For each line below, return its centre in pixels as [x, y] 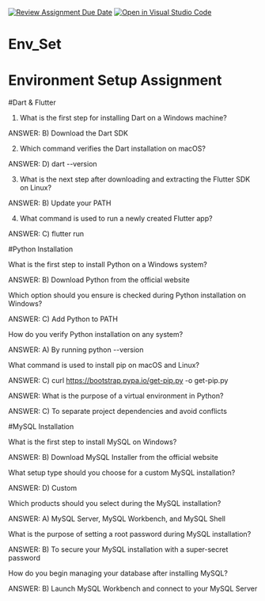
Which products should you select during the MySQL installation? [115, 503]
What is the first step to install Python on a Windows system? [108, 265]
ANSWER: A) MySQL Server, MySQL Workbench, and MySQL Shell [117, 519]
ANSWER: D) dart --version [53, 164]
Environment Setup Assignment [115, 80]
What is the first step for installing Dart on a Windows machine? [123, 118]
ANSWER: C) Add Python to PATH [63, 319]
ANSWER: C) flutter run [46, 234]
